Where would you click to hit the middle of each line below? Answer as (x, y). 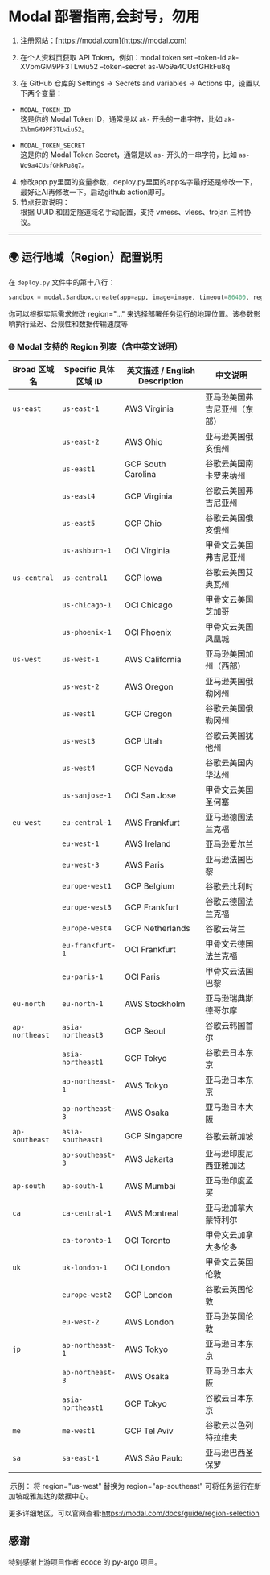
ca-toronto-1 (87, 1240)
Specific (80, 369)
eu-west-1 (80, 843)
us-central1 (84, 578)
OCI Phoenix (148, 632)
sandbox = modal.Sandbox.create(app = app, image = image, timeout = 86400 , (129, 297)
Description (161, 381)
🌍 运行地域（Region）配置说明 (86, 257)
